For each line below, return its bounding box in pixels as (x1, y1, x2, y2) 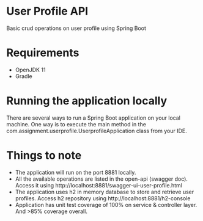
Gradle (15, 72, 32, 80)
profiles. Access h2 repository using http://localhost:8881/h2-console (15, 194, 191, 202)
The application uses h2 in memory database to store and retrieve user (15, 188, 194, 195)
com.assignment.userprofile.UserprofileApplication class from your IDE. (6, 127, 188, 134)
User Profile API (6, 4, 89, 18)
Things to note (6, 148, 82, 162)
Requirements (6, 46, 79, 60)
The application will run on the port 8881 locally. (15, 168, 136, 176)
